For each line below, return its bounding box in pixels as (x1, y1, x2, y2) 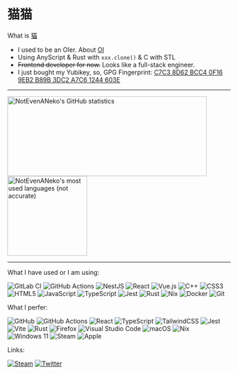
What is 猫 (7, 31, 38, 40)
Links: (7, 345, 25, 354)
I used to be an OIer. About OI (17, 45, 105, 54)
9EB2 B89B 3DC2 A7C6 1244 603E (17, 75, 120, 84)
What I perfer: (7, 302, 48, 312)
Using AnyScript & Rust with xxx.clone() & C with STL (17, 52, 176, 61)
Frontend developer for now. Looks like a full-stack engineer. (17, 60, 195, 69)
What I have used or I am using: (7, 268, 100, 276)
